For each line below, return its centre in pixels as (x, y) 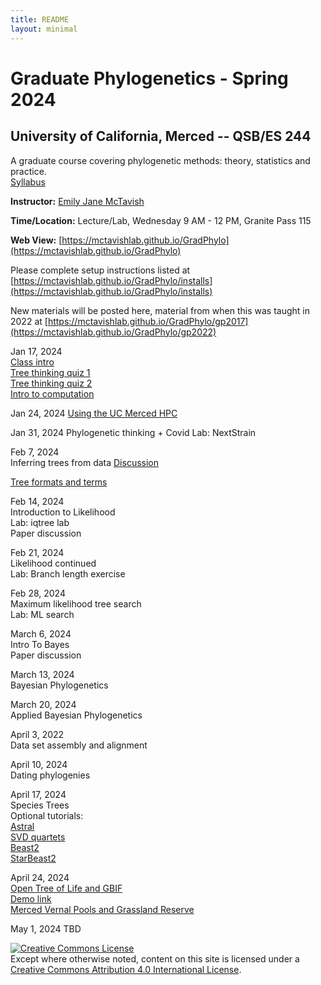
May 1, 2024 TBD (46, 928)
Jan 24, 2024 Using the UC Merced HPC (94, 413)
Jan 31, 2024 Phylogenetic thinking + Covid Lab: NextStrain (133, 432)
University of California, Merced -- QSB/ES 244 (161, 136)
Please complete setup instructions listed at (100, 270)
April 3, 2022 (37, 734)
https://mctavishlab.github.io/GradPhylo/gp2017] (148, 321)
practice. (28, 171)
